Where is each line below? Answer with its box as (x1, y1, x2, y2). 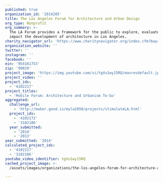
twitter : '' (5, 48, 29, 53)
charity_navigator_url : (5, 39, 53, 44)
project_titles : (5, 89, 38, 93)
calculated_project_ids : (5, 143, 55, 148)
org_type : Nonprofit (5, 20, 47, 26)
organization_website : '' (5, 43, 57, 48)
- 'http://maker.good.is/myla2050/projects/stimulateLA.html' (14, 107, 142, 112)
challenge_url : (9, 102, 40, 107)
